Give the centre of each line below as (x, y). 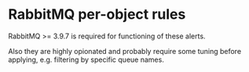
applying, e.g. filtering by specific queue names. (86, 59)
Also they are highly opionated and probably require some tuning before (125, 51)
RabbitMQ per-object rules (97, 14)
